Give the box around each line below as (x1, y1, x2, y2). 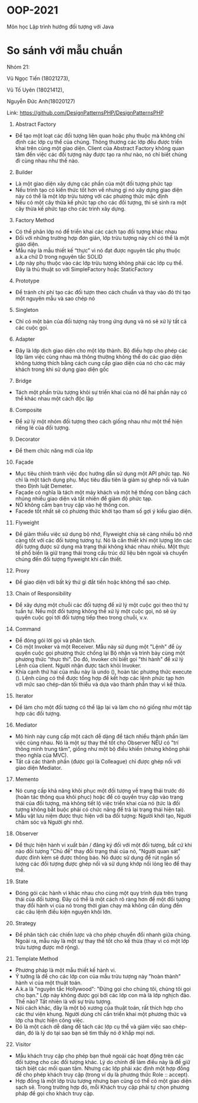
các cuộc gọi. (15, 324, 49, 331)
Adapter (15, 335, 35, 343)
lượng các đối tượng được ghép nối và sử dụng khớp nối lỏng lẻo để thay (15, 860, 192, 867)
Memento (15, 775, 39, 783)
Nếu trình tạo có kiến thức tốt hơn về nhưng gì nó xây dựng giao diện (15, 186, 183, 193)
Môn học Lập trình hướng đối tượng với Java (6, 23, 114, 30)
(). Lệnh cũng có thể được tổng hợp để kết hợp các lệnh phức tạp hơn (15, 674, 184, 681)
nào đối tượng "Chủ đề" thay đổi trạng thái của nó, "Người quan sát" (15, 847, 181, 854)
